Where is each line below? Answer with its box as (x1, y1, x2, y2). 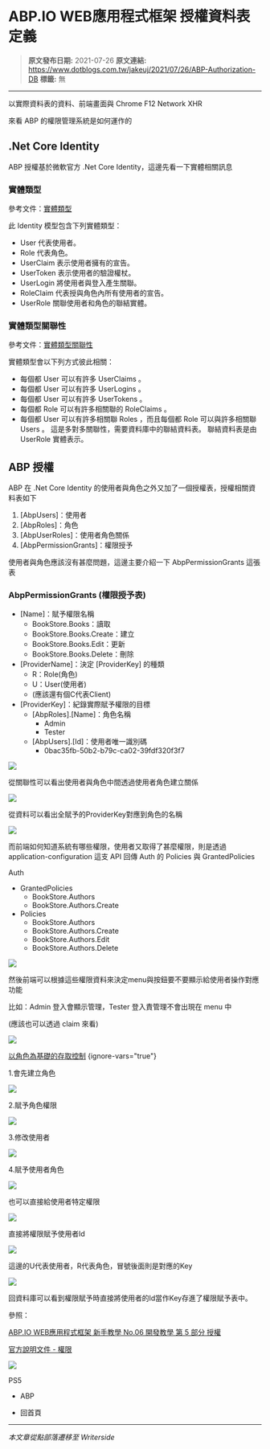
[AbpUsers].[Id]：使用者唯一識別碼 (31, 737, 147, 747)
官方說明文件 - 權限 (8, 1345, 72, 1354)
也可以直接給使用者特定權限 (8, 1197, 100, 1206)
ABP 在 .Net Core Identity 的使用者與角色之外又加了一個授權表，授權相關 (8, 483, 249, 493)
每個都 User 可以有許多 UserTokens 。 (19, 395, 147, 404)
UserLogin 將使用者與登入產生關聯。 (19, 278, 141, 288)
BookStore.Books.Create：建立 (31, 629, 135, 639)
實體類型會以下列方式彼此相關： (8, 357, 114, 366)
